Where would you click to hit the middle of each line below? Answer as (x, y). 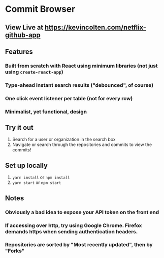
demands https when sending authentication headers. (71, 231)
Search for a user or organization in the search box (64, 140)
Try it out (19, 128)
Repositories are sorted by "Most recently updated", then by (79, 245)
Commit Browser (40, 9)
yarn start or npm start (37, 183)
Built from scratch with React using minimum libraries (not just (82, 66)
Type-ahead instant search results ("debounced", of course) (79, 85)
